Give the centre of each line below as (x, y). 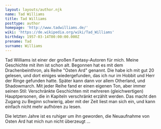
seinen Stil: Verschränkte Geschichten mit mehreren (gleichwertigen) (74, 91)
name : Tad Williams (25, 14)
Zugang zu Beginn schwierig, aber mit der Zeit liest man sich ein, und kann (80, 101)
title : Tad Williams (26, 19)
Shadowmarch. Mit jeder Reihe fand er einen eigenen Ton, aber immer (76, 86)
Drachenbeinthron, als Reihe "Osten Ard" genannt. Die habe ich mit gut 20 (80, 70)
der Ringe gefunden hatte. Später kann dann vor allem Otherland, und (75, 81)
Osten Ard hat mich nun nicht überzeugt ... (48, 121)
